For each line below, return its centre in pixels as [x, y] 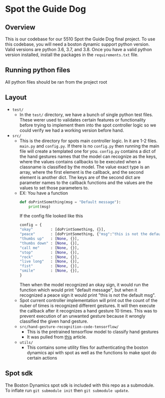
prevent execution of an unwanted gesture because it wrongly [82, 316]
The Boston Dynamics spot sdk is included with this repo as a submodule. [80, 385]
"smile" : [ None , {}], [49, 271]
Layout [16, 98]
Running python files [38, 70]
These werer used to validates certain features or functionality [82, 120]
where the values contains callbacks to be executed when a [80, 161]
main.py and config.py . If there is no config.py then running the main [89, 146]
